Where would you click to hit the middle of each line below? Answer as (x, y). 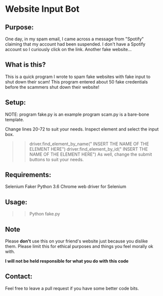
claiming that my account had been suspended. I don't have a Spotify (75, 44)
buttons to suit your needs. (56, 159)
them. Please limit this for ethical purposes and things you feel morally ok (79, 246)
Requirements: (28, 175)
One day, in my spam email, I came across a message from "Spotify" (74, 39)
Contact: (19, 277)
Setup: (15, 102)
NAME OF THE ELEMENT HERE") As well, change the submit (91, 154)
